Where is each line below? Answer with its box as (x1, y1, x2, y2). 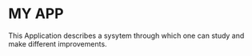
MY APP (8, 5, 64, 23)
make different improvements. (8, 39, 107, 48)
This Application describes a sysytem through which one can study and (8, 31, 245, 40)
